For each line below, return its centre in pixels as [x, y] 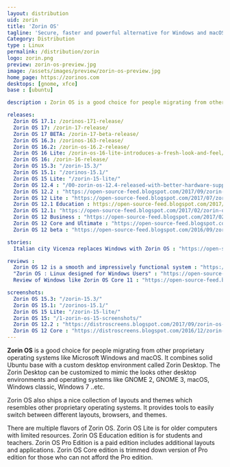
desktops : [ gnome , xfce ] [42, 84]
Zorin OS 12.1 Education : [52, 204]
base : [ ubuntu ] [30, 90]
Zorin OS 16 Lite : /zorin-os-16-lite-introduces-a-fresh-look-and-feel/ [119, 153]
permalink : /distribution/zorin [53, 52]
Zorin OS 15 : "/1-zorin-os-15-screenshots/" [78, 318]
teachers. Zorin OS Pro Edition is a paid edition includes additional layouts [111, 443]
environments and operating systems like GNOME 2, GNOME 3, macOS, [108, 379]
